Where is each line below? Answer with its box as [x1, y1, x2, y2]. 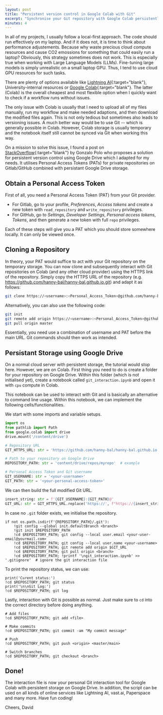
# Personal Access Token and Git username [5, 470, 92, 474]
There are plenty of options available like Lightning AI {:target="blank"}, [5, 80, 147, 85]
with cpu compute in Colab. [5, 382, 59, 388]
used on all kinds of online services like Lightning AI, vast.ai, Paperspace [5, 690, 150, 696]
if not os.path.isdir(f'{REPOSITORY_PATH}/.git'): [5, 520, 110, 524]
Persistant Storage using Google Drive [5, 349, 123, 357]
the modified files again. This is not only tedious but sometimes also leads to [5, 114, 158, 120]
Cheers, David [5, 704, 34, 711]
